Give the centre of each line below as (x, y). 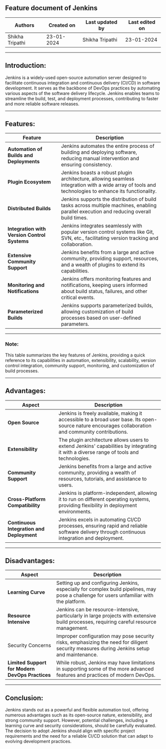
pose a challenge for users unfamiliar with (105, 595)
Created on (62, 25)
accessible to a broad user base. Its (100, 419)
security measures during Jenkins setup (103, 649)
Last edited (142, 22)
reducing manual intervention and (100, 159)
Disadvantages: (30, 561)
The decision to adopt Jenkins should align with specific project (70, 731)
